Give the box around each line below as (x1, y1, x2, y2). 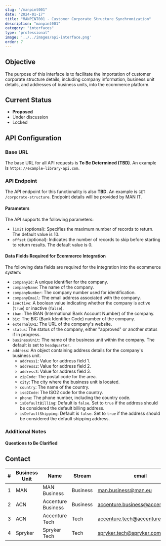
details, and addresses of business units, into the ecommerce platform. (5, 81, 150, 87)
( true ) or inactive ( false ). (12, 305, 64, 311)
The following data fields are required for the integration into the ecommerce (5, 264, 161, 270)
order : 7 (5, 40, 23, 45)
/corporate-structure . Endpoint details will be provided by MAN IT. (5, 194, 142, 200)
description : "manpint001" (5, 21, 61, 26)
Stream (73, 472, 91, 479)
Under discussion (12, 114, 48, 120)
